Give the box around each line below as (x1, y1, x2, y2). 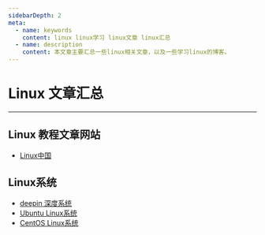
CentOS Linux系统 (19, 218, 79, 227)
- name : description (15, 41, 83, 49)
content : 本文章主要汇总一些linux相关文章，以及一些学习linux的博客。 (22, 48, 231, 56)
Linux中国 (19, 151, 52, 160)
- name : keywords (15, 26, 73, 34)
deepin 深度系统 (19, 198, 73, 207)
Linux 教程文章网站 (8, 128, 101, 142)
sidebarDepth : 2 (8, 11, 62, 20)
